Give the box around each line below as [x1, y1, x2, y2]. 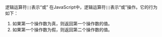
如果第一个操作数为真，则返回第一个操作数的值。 [12, 21, 112, 26]
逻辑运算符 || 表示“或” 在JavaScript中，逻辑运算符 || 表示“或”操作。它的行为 [5, 4, 158, 10]
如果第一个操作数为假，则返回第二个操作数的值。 [12, 27, 112, 33]
